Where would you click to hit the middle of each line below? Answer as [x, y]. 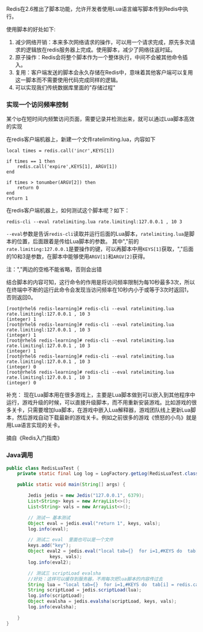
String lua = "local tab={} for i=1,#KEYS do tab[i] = [101, 585]
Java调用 [20, 455]
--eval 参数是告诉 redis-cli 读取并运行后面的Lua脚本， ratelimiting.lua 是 [98, 234]
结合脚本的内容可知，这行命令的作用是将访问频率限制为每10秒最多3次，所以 [101, 282]
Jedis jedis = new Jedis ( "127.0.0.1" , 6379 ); [86, 496]
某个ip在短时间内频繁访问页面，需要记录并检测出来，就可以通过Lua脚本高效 [101, 119]
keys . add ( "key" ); [50, 546]
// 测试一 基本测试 [49, 518]
